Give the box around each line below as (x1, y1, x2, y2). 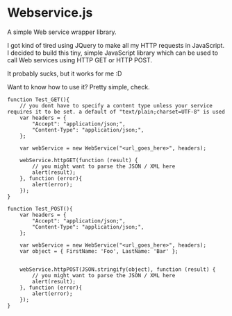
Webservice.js (7, 5, 93, 21)
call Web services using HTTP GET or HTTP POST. (7, 55, 153, 64)
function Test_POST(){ (7, 205, 73, 212)
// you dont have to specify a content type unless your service (19, 102, 213, 109)
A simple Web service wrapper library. (7, 28, 117, 36)
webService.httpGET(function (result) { (19, 157, 138, 164)
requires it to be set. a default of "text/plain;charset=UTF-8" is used (7, 108, 226, 115)
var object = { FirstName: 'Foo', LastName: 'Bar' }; (19, 247, 179, 254)
